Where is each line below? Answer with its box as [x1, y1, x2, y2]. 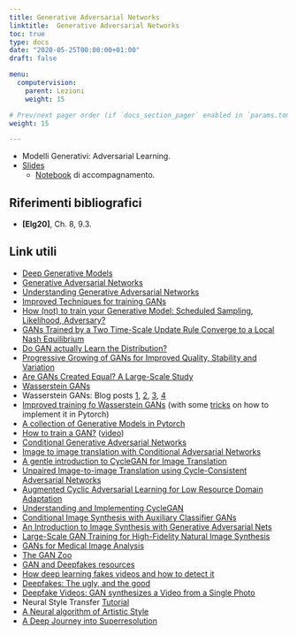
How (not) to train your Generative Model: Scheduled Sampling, [21, 305, 254, 316]
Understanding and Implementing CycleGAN [21, 502, 184, 513]
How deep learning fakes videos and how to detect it [21, 568, 215, 579]
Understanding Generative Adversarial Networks [21, 287, 200, 297]
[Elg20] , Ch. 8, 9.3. [21, 218, 92, 230]
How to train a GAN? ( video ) [21, 427, 125, 438]
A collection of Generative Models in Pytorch [21, 417, 186, 429]
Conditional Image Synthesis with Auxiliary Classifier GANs [21, 512, 237, 523]
